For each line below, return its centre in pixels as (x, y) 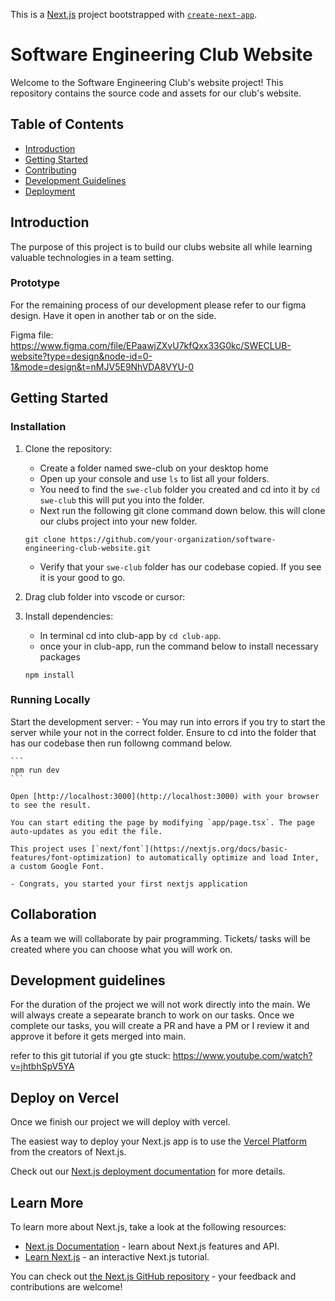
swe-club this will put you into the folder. (122, 500)
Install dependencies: (69, 616)
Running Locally (50, 700)
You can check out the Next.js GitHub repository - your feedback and (153, 1276)
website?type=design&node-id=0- (81, 356)
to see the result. (51, 805)
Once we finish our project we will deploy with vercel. (120, 1122)
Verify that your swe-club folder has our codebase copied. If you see (180, 566)
